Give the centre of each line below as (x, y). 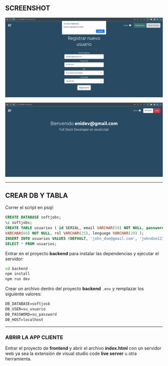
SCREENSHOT (28, 8)
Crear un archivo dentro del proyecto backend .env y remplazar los (74, 289)
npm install (17, 274)
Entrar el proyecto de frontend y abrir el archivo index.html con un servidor (83, 348)
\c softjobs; (19, 223)
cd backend (16, 268)
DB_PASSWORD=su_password (31, 314)
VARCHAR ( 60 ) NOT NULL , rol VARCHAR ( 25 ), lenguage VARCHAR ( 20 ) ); (74, 233)
